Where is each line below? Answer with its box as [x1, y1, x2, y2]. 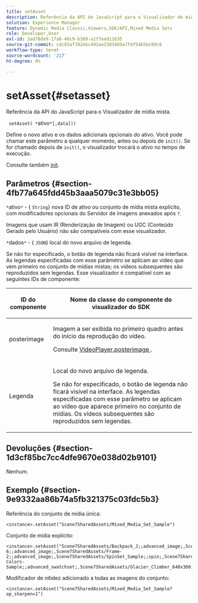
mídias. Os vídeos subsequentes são [52, 410, 154, 418]
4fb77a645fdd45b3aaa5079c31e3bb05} [6, 187, 159, 198]
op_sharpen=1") [6, 591, 44, 597]
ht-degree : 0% [6, 58, 41, 64]
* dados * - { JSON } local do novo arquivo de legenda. [6, 239, 133, 246]
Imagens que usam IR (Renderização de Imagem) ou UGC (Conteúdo [6, 221, 174, 228]
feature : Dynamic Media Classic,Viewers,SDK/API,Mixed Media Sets [6, 25, 173, 31]
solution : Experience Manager [6, 20, 81, 25]
